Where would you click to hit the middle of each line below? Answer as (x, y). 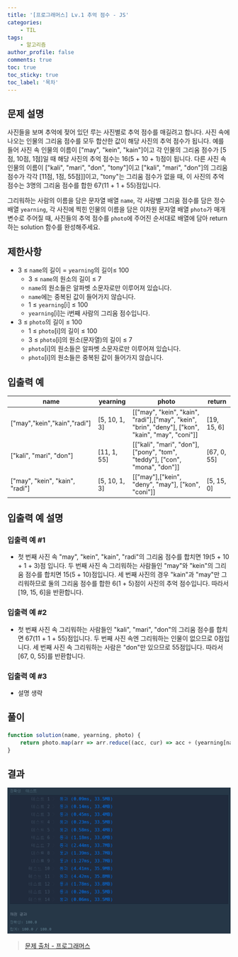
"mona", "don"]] (156, 467)
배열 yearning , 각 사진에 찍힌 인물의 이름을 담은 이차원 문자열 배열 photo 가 (110, 209)
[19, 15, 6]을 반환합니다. (50, 592)
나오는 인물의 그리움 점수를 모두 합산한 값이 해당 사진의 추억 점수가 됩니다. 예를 (116, 141)
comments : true (30, 60)
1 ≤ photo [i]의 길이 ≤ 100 (63, 331)
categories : (25, 22)
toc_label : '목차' (33, 82)
